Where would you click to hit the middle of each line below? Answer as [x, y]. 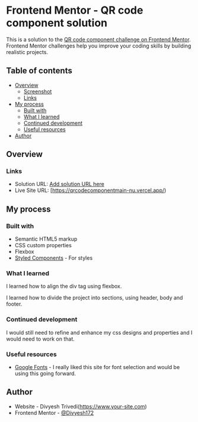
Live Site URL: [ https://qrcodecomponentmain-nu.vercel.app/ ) [90, 190]
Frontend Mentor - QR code [75, 10]
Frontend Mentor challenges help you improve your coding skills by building [99, 46]
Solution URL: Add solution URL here [60, 184]
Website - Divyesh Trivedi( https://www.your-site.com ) [81, 406]
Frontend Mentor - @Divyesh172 [54, 412]
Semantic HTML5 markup [46, 239]
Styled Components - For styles [54, 258]
